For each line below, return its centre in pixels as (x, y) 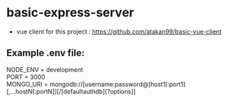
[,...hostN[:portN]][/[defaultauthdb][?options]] (71, 91)
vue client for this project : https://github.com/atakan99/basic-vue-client (119, 31)
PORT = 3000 (26, 77)
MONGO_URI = (27, 84)
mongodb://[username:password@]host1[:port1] (118, 84)
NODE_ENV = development (45, 69)
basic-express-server (70, 13)
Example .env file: (46, 53)
